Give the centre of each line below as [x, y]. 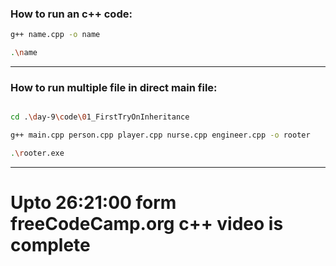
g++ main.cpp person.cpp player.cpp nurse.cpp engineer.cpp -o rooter [160, 135]
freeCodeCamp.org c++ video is [147, 224]
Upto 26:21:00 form [93, 203]
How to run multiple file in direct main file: [114, 87]
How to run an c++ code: [71, 14]
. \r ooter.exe [37, 153]
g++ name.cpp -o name [55, 35]
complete [50, 245]
